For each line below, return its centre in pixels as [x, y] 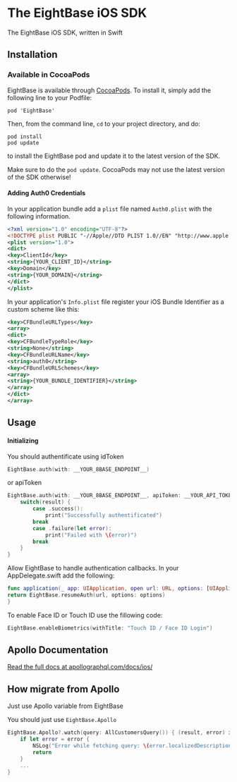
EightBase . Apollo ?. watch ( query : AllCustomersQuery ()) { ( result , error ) [116, 733]
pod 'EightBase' [31, 111]
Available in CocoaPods [49, 75]
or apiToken [25, 483]
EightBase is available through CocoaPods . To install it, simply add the [109, 90]
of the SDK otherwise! [39, 177]
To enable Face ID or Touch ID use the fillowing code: [85, 615]
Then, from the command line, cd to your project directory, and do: [104, 123]
